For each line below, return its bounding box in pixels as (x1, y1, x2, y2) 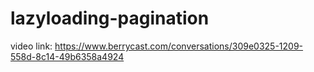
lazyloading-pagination (10, 7, 210, 30)
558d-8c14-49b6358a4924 (10, 50, 125, 62)
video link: (10, 40, 53, 52)
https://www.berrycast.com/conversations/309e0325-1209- (54, 40, 304, 52)
